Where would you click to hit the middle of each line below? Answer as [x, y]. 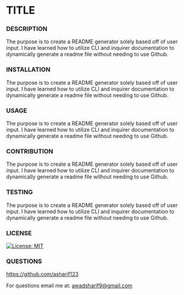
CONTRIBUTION [30, 151]
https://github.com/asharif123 [42, 274]
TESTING [20, 192]
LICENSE [19, 233]
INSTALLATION [28, 70]
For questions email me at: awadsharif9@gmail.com [70, 286]
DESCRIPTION [27, 29]
